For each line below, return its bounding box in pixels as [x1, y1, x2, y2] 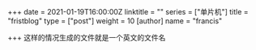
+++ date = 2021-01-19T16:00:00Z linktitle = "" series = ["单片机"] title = [7, 7, 249, 16]
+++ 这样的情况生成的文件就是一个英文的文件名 [7, 33, 166, 42]
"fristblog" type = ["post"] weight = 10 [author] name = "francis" [7, 16, 223, 26]
